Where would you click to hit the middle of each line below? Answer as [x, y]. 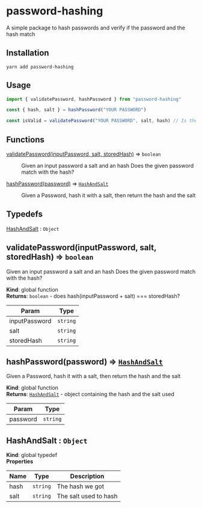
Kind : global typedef [32, 455]
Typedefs [25, 214]
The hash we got [80, 486]
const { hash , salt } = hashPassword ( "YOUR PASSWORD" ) [76, 110]
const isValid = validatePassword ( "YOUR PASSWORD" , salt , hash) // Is [96, 121]
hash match [21, 34]
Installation [28, 53]
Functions [26, 139]
